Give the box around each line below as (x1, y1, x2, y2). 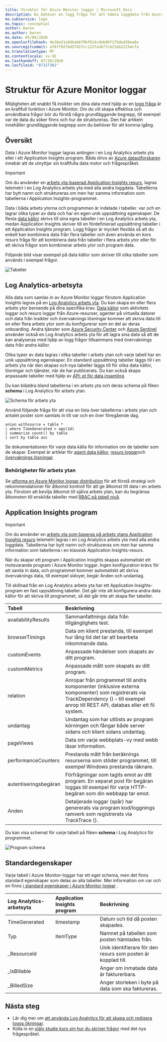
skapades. (99, 921, 124, 928)
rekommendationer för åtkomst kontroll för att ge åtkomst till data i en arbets (5, 483, 162, 489)
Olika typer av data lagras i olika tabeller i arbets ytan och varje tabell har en (5, 352, 161, 358)
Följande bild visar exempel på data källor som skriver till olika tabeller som (5, 252, 158, 258)
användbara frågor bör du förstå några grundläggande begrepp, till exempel (5, 112, 161, 118)
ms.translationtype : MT (5, 49, 55, 54)
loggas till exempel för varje (65, 783, 130, 790)
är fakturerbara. (99, 971, 137, 978)
